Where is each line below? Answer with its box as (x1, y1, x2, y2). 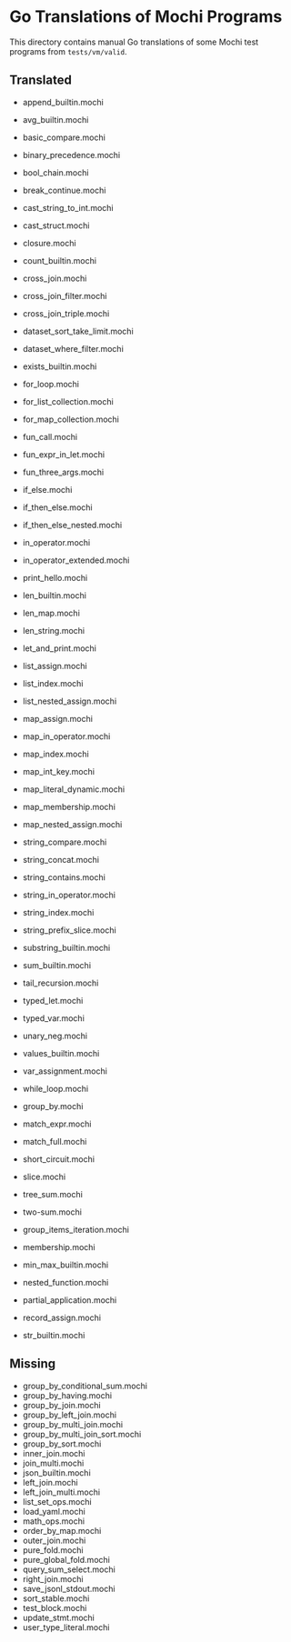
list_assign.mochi (22, 660, 88, 671)
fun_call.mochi (22, 431, 78, 442)
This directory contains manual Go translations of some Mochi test (9, 36, 259, 47)
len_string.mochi (22, 625, 85, 636)
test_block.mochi (22, 1602, 87, 1613)
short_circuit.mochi (22, 1153, 95, 1165)
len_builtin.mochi (22, 589, 86, 601)
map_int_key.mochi (22, 766, 95, 776)
